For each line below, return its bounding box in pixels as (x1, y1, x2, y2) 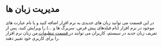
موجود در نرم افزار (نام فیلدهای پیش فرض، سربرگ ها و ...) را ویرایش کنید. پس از (5, 24, 155, 30)
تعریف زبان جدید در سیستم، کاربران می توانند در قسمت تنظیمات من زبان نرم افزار (5, 30, 157, 36)
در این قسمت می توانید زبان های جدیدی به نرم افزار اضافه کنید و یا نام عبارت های (5, 20, 154, 25)
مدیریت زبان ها (5, 3, 60, 15)
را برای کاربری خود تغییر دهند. (5, 35, 60, 41)
